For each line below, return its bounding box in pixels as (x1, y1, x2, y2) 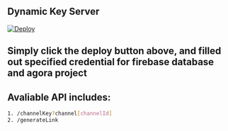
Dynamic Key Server (7, 6, 100, 18)
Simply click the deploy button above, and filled (7, 45, 222, 57)
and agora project (7, 67, 87, 79)
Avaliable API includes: (7, 91, 111, 103)
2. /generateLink (7, 116, 59, 123)
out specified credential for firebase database (7, 56, 215, 68)
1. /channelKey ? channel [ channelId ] (7, 110, 113, 118)
